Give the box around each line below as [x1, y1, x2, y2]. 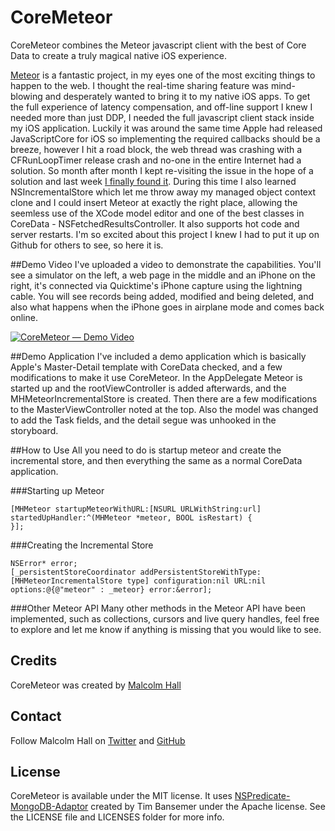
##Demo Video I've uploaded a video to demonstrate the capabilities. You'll [10, 258, 322, 270]
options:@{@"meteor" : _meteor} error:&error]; [10, 584, 213, 595]
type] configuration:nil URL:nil [126, 576, 267, 586]
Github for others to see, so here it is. [10, 239, 164, 251]
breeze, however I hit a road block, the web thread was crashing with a [10, 143, 303, 155]
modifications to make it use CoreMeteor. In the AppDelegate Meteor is [10, 371, 303, 383]
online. [10, 311, 38, 323]
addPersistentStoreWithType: [139, 567, 262, 577]
